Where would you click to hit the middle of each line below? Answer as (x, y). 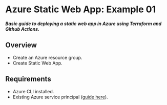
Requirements (28, 79)
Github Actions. (23, 29)
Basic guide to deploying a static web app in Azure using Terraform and (83, 24)
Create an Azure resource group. (47, 57)
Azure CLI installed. (33, 91)
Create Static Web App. (37, 63)
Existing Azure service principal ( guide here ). (60, 97)
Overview (21, 45)
